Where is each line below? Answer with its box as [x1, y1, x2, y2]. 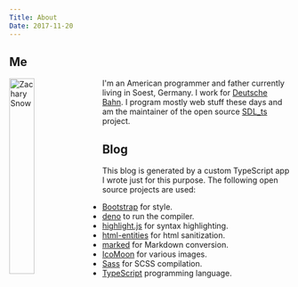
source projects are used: [101, 184, 197, 195]
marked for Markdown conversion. [101, 240, 229, 250]
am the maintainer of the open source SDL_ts [101, 106, 268, 117]
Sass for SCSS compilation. [101, 258, 203, 269]
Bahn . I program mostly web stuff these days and [101, 97, 283, 108]
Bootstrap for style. [101, 201, 173, 212]
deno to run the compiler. [101, 211, 195, 222]
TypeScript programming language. [101, 268, 233, 279]
